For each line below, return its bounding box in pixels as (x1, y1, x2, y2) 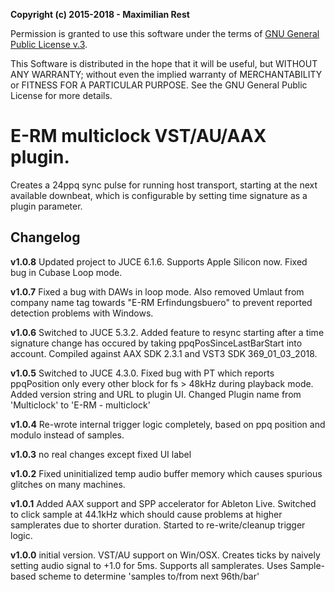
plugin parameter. (10, 200, 83, 212)
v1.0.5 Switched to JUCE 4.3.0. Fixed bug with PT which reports (10, 367, 275, 379)
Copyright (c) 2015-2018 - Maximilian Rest (10, 9, 190, 20)
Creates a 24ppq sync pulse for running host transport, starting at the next (10, 179, 318, 191)
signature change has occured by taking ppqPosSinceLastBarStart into (10, 337, 303, 349)
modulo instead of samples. (10, 429, 125, 441)
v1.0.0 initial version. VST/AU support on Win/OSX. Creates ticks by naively (10, 549, 321, 561)
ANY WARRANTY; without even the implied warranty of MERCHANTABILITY (10, 69, 323, 80)
